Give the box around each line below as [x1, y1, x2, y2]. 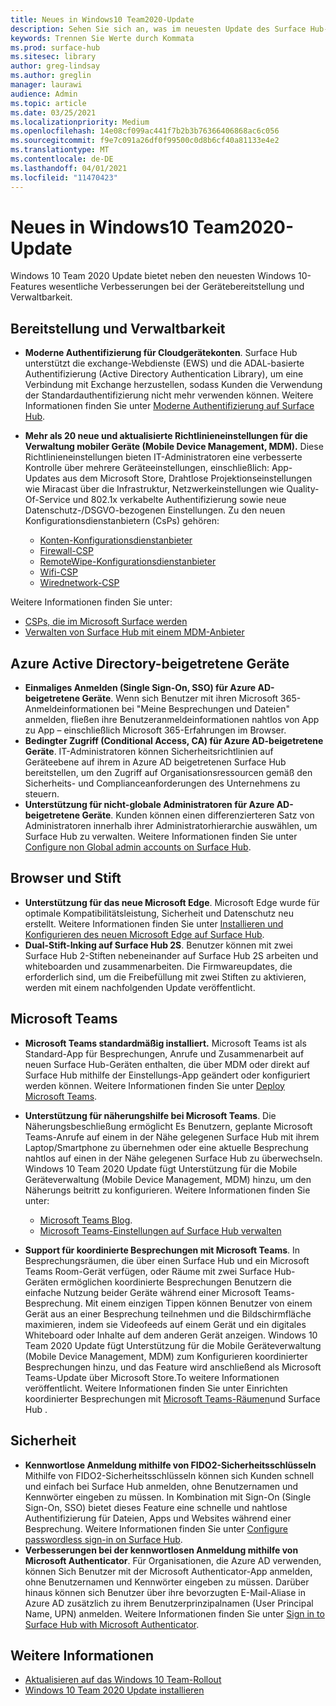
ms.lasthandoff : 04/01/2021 [10, 163, 128, 173]
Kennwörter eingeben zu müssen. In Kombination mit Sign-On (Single [24, 1491, 312, 1503]
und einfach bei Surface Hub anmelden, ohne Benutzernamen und [24, 1480, 299, 1492]
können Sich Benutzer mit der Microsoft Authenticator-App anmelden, [24, 1565, 313, 1577]
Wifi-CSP [39, 566, 78, 578]
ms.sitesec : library [10, 52, 97, 62]
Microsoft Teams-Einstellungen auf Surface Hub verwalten [39, 1224, 282, 1236]
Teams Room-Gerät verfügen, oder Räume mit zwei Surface [24, 1265, 272, 1277]
